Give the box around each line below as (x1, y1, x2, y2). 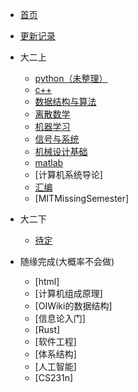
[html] (34, 276, 60, 287)
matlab (34, 157, 64, 168)
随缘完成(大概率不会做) (19, 256, 115, 267)
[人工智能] (34, 361, 77, 372)
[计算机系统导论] (34, 169, 103, 180)
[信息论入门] (34, 313, 86, 324)
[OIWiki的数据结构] (34, 300, 113, 312)
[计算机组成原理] (34, 288, 103, 299)
